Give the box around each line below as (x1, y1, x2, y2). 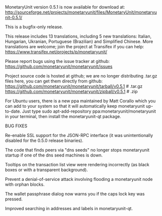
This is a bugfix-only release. (5, 24, 63, 30)
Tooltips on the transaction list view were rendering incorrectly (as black (5, 162, 149, 167)
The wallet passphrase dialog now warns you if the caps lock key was (5, 191, 145, 196)
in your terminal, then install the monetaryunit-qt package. (5, 114, 121, 119)
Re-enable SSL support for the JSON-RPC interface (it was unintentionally (5, 133, 153, 138)
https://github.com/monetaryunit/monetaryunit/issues (5, 63, 113, 69)
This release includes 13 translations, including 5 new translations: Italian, (5, 34, 152, 39)
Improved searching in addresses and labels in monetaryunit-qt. (5, 206, 133, 211)
